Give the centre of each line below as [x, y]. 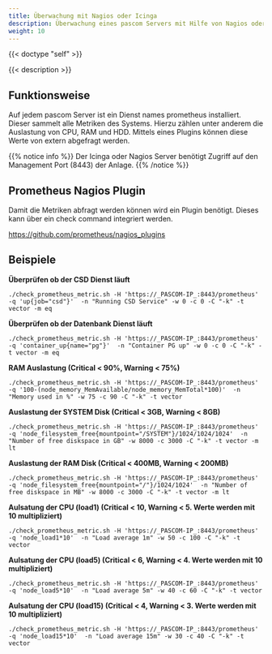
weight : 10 [27, 31]
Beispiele [32, 260]
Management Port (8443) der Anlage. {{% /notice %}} [99, 165]
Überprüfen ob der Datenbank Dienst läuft [81, 323]
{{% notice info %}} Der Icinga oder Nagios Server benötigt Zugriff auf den [134, 157]
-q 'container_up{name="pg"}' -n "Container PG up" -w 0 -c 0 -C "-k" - [136, 346]
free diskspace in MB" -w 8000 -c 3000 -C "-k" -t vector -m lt [119, 492]
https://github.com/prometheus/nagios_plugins [87, 234]
